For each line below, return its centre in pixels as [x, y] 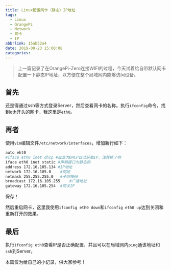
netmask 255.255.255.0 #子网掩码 [42, 176]
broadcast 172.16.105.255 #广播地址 [46, 181]
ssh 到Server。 [20, 251]
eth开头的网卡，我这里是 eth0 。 [42, 112]
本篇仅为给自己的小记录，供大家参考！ [45, 262]
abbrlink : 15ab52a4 [26, 44]
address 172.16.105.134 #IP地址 [39, 167]
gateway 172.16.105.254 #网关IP [40, 186]
